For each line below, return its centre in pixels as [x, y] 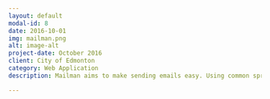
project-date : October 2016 [55, 53]
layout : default [35, 16]
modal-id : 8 [28, 23]
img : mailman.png [37, 38]
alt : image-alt [34, 46]
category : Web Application [53, 68]
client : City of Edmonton [51, 61]
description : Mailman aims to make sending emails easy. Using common [129, 76]
